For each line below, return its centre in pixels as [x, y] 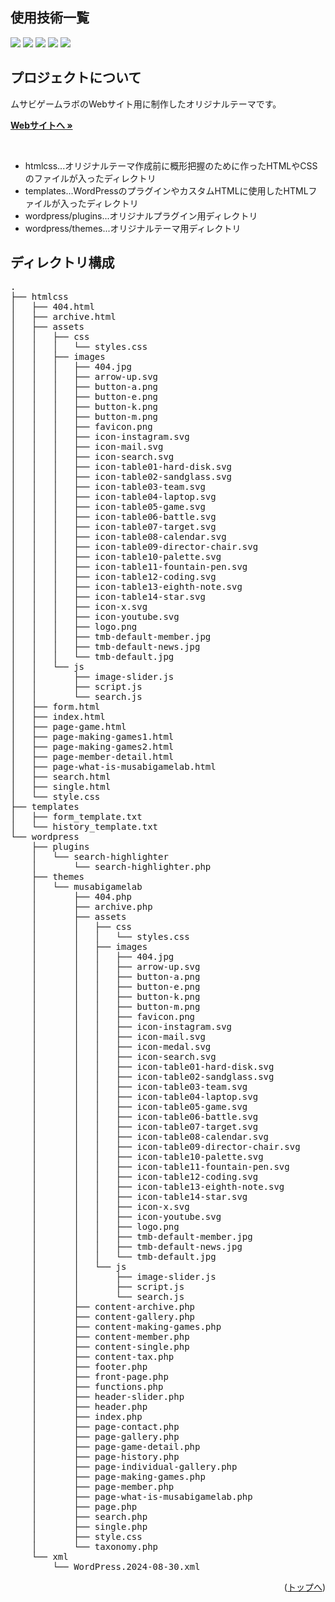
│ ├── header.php [89, 1407]
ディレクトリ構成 [62, 263]
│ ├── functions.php [97, 1387]
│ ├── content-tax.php [103, 1357]
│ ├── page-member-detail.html [92, 757]
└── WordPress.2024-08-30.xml [126, 1567]
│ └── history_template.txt [84, 827]
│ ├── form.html [55, 707]
